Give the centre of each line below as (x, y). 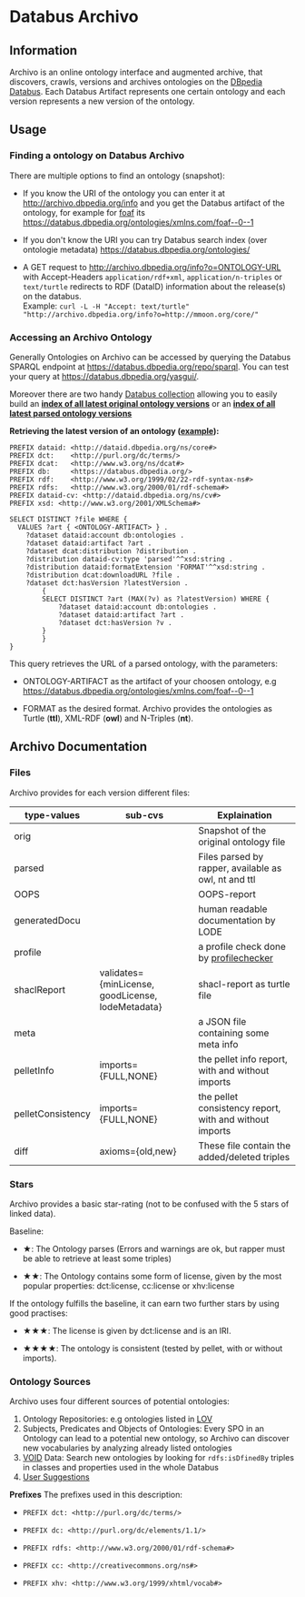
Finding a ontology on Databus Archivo (97, 156)
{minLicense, (127, 984)
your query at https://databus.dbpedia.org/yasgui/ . (104, 376)
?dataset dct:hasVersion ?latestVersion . (107, 583)
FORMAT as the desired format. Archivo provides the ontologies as (147, 708)
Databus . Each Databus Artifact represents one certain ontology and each (148, 91)
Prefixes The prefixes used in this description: (96, 1495)
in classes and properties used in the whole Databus (121, 1468)
